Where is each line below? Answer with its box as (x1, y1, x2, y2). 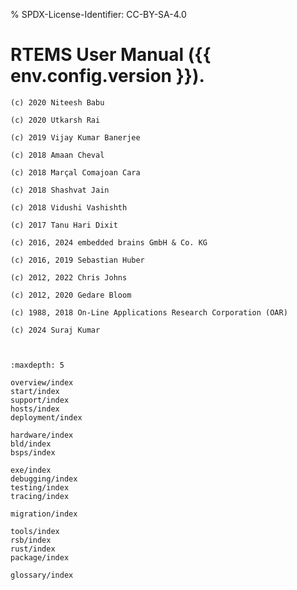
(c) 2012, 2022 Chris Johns (10, 272, 128, 283)
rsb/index (10, 535, 52, 545)
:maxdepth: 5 (10, 360, 65, 370)
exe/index (10, 465, 52, 475)
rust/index (10, 544, 56, 554)
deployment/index (10, 412, 83, 423)
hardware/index (10, 430, 74, 440)
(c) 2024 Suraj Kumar (10, 325, 101, 335)
